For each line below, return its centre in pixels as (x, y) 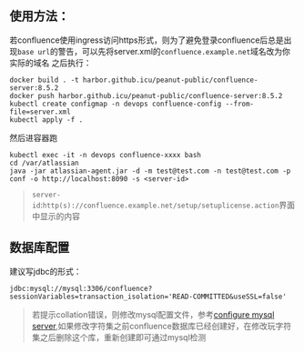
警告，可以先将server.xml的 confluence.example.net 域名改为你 (174, 51)
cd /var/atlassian (44, 163)
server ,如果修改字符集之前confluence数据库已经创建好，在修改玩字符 (162, 326)
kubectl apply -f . (46, 120)
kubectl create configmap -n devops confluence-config (116, 104)
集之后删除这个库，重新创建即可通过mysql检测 (119, 337)
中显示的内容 (56, 216)
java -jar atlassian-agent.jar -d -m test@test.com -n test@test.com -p (150, 171)
